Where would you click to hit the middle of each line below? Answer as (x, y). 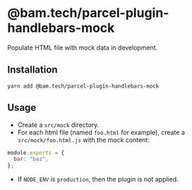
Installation (32, 70)
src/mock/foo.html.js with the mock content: (83, 140)
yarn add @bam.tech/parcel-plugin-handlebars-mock (83, 86)
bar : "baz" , (31, 159)
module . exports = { (36, 153)
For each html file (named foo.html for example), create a (101, 132)
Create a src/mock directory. (58, 124)
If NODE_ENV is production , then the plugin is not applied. (98, 179)
